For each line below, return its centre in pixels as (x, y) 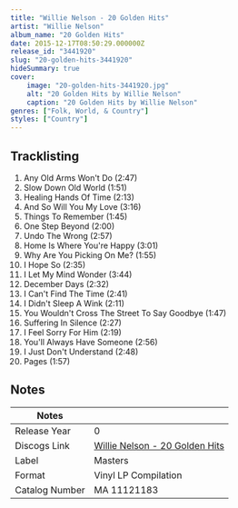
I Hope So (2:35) (55, 264)
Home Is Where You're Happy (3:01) (91, 245)
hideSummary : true (45, 69)
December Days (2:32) (66, 284)
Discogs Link (43, 445)
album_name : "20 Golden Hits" (68, 35)
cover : (23, 77)
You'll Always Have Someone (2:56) (90, 342)
